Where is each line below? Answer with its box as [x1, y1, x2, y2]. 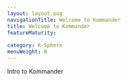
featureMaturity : [7, 29, 57, 36]
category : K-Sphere [7, 42, 63, 49]
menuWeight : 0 [7, 49, 48, 56]
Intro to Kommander [7, 67, 64, 76]
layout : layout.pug [7, 10, 63, 17]
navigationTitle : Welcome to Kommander [7, 16, 121, 23]
